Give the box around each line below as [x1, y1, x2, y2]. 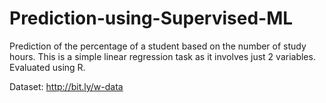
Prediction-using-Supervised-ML [9, 7, 294, 30]
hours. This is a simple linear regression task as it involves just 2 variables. [9, 50, 316, 62]
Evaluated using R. [9, 61, 86, 73]
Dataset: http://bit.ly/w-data [9, 80, 124, 92]
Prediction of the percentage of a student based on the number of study [9, 40, 307, 52]
